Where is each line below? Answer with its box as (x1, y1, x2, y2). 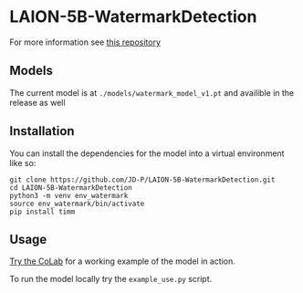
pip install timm (9, 207, 76, 216)
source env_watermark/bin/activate (9, 199, 145, 208)
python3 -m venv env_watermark (9, 191, 129, 200)
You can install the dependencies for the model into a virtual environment (9, 148, 285, 159)
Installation (9, 123, 75, 139)
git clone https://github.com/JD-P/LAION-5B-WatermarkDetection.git (9, 175, 276, 184)
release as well (9, 97, 66, 108)
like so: (9, 157, 37, 168)
